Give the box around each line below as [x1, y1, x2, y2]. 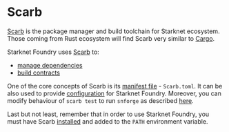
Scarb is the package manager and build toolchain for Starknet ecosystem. [7, 27, 220, 35]
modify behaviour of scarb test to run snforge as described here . [7, 96, 195, 104]
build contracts [17, 68, 61, 77]
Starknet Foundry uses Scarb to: [7, 48, 100, 56]
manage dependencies [17, 61, 83, 69]
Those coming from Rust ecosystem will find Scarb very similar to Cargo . [7, 34, 215, 42]
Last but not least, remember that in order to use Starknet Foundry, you [7, 110, 210, 118]
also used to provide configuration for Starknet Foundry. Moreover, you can [7, 89, 222, 97]
